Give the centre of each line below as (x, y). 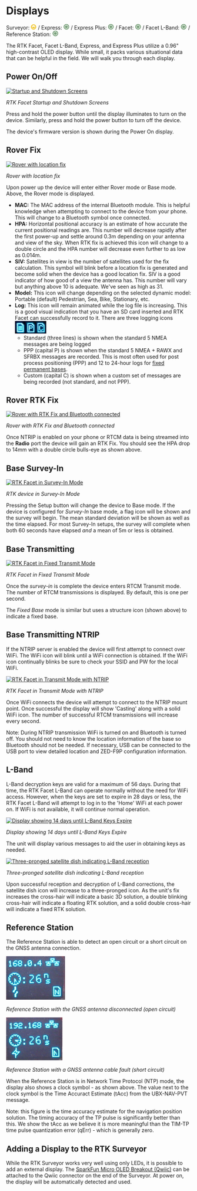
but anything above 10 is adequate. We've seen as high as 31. (89, 286)
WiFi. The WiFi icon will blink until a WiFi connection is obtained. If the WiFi (97, 655)
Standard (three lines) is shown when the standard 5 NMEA (95, 338)
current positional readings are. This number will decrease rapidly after (101, 230)
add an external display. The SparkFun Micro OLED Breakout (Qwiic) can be (98, 1169)
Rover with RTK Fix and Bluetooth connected (60, 426)
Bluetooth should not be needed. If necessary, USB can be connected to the (98, 745)
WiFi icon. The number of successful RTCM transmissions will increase (92, 715)
